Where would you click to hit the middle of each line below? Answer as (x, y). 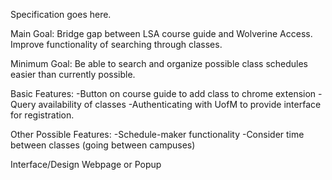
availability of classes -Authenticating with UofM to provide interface (180, 104)
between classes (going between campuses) (103, 145)
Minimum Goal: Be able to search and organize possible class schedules (159, 63)
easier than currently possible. (73, 74)
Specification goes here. (61, 14)
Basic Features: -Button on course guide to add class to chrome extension (163, 93)
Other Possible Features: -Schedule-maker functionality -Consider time (157, 134)
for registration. (42, 115)
